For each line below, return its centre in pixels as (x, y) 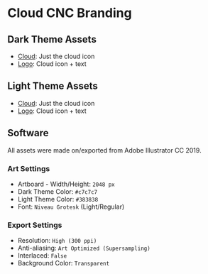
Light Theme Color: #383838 (58, 199)
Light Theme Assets (53, 86)
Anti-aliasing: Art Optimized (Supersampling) (84, 248)
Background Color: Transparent (64, 263)
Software (28, 133)
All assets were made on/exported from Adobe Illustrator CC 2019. (104, 150)
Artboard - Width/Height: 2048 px (66, 184)
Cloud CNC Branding (70, 13)
